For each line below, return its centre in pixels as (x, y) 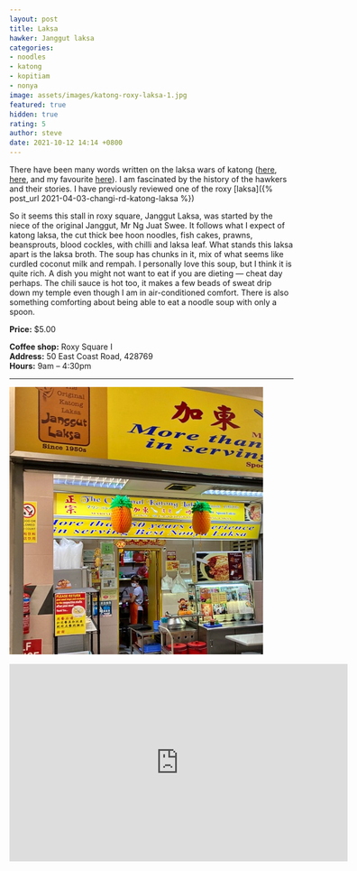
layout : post (34, 19)
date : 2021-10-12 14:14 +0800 (66, 143)
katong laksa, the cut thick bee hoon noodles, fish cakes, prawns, (131, 235)
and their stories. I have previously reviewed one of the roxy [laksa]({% (141, 189)
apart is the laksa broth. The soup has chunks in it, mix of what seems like (146, 254)
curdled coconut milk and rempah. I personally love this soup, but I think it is (151, 264)
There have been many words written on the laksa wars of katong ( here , (143, 170)
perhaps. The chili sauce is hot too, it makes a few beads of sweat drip (141, 283)
